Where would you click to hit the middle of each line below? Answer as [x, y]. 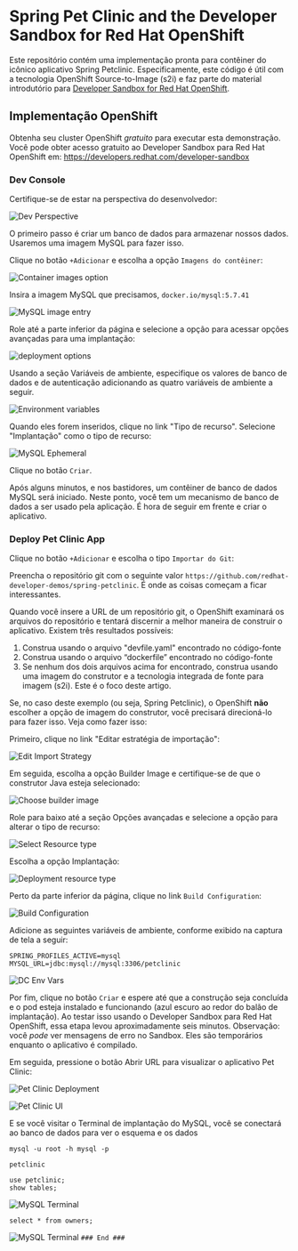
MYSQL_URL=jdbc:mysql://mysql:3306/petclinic [95, 964]
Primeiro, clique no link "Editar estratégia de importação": [115, 739]
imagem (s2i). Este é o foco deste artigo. [97, 686]
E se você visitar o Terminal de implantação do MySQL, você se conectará [145, 1124]
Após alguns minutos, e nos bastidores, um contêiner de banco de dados [143, 488]
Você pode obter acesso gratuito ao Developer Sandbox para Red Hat [137, 147]
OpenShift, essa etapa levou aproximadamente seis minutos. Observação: [145, 1026]
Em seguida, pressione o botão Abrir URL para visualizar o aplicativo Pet [142, 1062]
